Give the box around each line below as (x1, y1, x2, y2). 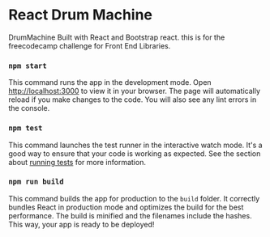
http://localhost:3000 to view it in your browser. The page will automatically (8, 87, 261, 96)
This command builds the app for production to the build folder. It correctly (8, 193, 260, 203)
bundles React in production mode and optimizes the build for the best (8, 202, 244, 212)
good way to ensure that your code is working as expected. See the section (8, 148, 261, 159)
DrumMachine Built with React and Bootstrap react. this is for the (8, 32, 225, 42)
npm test (8, 124, 43, 133)
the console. (8, 104, 50, 113)
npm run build (8, 177, 64, 187)
